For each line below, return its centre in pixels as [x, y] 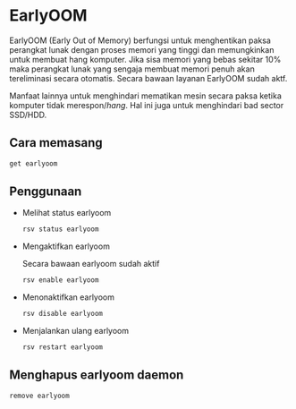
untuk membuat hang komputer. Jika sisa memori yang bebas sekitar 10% [145, 59]
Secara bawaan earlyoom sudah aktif [91, 264]
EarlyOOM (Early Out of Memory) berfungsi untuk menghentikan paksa [140, 40]
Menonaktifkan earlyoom [68, 297]
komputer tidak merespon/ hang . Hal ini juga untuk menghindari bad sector [147, 105]
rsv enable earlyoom [60, 280]
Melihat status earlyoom [67, 213]
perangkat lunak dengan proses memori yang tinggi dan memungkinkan [142, 49]
